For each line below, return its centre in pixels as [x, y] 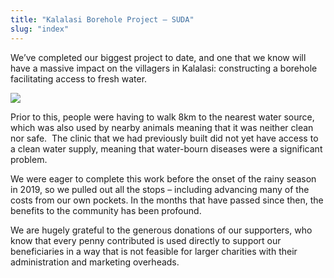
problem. [29, 159]
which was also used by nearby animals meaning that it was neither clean [162, 127]
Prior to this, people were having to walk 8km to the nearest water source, [162, 117]
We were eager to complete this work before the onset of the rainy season [163, 178]
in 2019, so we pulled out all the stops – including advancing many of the [160, 189]
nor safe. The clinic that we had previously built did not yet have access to [164, 138]
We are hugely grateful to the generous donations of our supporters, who [161, 230]
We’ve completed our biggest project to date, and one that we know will [158, 57]
